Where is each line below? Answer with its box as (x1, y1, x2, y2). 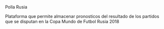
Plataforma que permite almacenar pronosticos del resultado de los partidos (5, 14, 160, 19)
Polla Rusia (5, 4, 27, 10)
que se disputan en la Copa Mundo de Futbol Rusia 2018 (5, 19, 119, 24)
